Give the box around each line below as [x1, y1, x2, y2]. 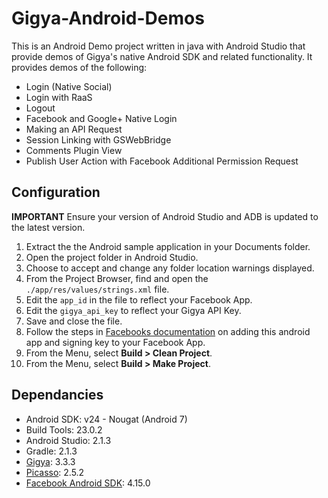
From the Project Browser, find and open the [25, 272, 209, 284]
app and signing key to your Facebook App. [25, 336, 206, 348]
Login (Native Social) [25, 80, 113, 92]
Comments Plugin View [25, 144, 123, 156]
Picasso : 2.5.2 [25, 466, 85, 478]
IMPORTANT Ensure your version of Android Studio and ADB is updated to [11, 210, 319, 222]
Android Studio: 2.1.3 [25, 434, 112, 446]
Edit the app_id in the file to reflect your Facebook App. [25, 293, 253, 306]
